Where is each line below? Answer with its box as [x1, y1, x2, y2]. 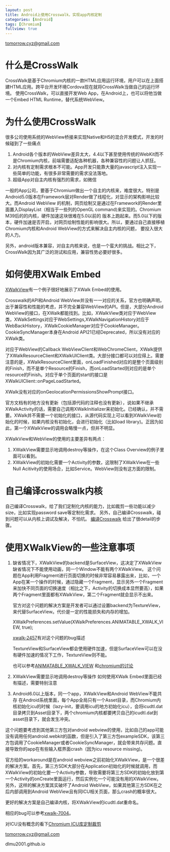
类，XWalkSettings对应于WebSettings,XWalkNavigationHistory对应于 [5, 316, 149, 322]
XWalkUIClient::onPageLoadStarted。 [5, 378, 84, 384]
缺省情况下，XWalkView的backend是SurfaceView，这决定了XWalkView [12, 560, 162, 566]
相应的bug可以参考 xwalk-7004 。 [5, 810, 74, 816]
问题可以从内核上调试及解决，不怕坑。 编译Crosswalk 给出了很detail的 [9, 515, 156, 522]
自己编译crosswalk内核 [5, 485, 103, 497]
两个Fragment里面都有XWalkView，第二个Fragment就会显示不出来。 [12, 591, 156, 597]
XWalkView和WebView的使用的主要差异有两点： [5, 436, 106, 442]
